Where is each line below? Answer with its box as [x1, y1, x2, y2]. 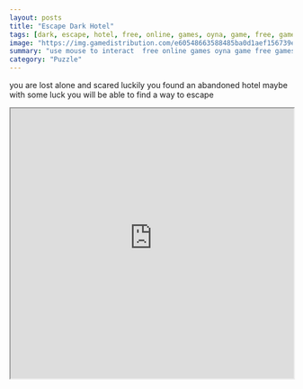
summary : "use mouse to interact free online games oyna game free [9, 47, 272, 56]
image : [9, 38, 34, 48]
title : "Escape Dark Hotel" [9, 22, 115, 31]
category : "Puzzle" [9, 55, 83, 64]
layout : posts [9, 13, 63, 23]
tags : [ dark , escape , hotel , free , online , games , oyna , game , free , [9, 30, 276, 39]
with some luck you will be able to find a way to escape [9, 89, 214, 100]
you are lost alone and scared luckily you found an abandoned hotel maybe [9, 80, 288, 90]
